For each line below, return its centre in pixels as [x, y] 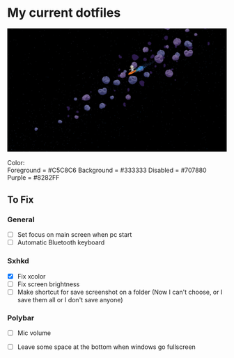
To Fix [21, 200]
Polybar [21, 318]
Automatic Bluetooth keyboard [61, 242]
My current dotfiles [64, 13]
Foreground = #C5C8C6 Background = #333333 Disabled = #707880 [107, 170]
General [21, 219]
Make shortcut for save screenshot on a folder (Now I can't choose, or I [120, 292]
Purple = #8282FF [33, 178]
